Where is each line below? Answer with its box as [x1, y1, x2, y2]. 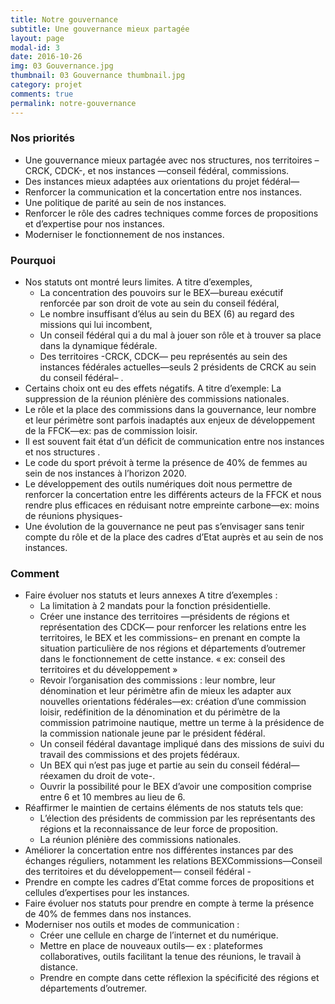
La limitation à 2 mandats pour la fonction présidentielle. [39, 600, 272, 612]
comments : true [10, 89, 74, 99]
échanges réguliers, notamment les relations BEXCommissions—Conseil [24, 855, 323, 867]
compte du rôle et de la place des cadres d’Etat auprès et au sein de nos [24, 531, 324, 543]
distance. [39, 961, 78, 973]
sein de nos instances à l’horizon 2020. [24, 467, 187, 480]
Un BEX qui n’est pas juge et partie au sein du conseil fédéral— [39, 759, 300, 771]
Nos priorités [10, 131, 75, 145]
